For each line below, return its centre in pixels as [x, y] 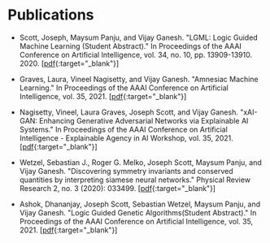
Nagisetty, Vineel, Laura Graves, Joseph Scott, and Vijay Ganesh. [129, 112]
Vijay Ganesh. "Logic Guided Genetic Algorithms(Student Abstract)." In [138, 212]
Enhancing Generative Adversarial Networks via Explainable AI [144, 120]
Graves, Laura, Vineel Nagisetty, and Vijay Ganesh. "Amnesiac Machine [139, 79]
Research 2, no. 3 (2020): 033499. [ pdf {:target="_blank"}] [118, 188]
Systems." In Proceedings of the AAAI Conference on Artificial [124, 129]
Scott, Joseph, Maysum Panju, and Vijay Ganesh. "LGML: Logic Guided [138, 37]
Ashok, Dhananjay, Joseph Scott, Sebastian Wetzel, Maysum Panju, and [140, 204]
